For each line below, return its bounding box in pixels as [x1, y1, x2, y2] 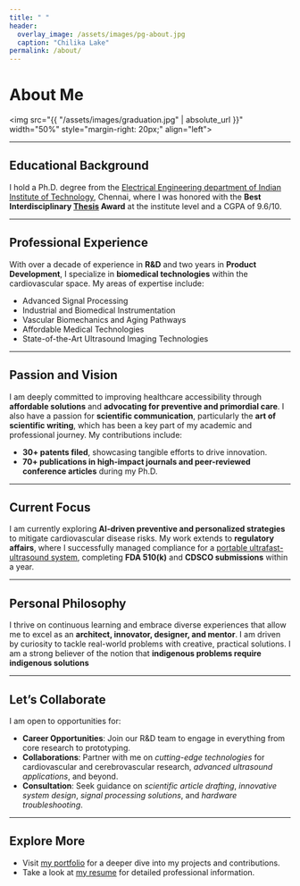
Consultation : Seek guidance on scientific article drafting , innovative [21, 780, 277, 791]
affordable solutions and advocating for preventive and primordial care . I [9, 401, 285, 411]
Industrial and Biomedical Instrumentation [21, 305, 176, 316]
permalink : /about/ [9, 46, 82, 55]
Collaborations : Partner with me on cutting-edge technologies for [21, 752, 265, 763]
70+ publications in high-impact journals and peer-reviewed [21, 456, 252, 467]
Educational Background [9, 158, 149, 173]
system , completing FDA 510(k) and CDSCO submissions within [50, 552, 288, 563]
